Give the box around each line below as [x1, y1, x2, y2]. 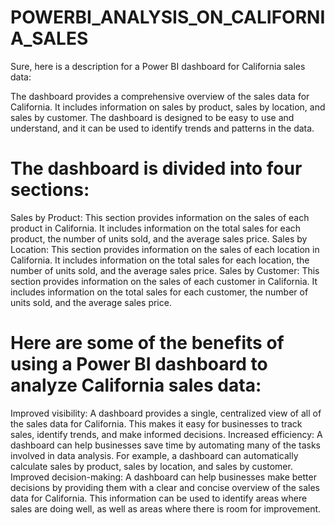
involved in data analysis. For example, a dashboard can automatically [10, 449, 299, 461]
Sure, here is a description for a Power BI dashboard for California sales [10, 60, 306, 72]
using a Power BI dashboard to [10, 353, 268, 376]
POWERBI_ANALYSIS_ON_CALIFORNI [10, 6, 326, 29]
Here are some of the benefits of [10, 332, 285, 355]
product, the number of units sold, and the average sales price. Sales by [10, 232, 308, 245]
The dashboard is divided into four [10, 157, 303, 180]
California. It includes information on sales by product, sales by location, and [10, 101, 326, 113]
